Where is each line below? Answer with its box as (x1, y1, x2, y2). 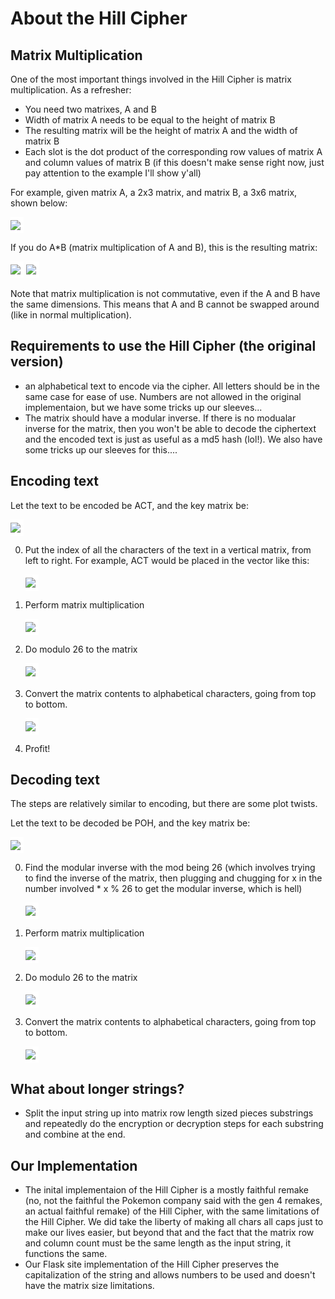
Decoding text (10, 772, 100, 789)
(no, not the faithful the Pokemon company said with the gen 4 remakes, (24, 1195, 323, 1207)
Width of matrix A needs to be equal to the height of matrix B (24, 114, 276, 126)
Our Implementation (10, 1157, 138, 1174)
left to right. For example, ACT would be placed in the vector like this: (24, 554, 310, 566)
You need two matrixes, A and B (24, 103, 158, 115)
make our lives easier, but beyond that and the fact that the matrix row (24, 1227, 315, 1239)
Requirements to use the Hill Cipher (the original (10, 338, 317, 355)
